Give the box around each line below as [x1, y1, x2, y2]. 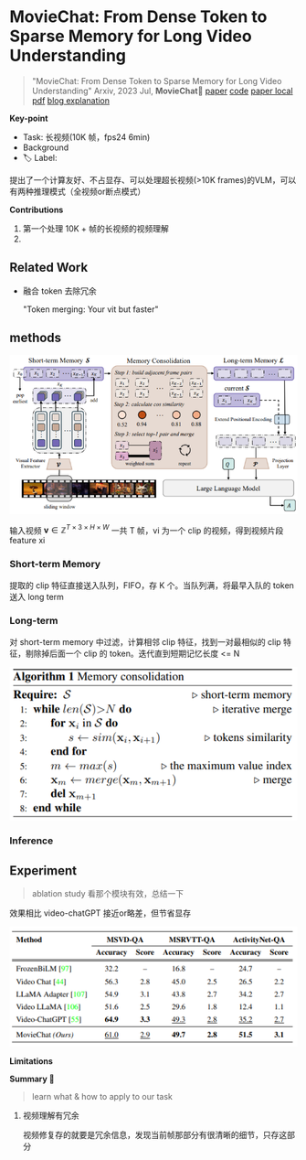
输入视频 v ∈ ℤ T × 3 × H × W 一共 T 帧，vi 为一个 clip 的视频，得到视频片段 [9, 523, 284, 536]
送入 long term [9, 591, 64, 602]
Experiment [9, 863, 78, 878]
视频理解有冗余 [22, 1110, 79, 1121]
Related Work [9, 260, 89, 275]
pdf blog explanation [31, 94, 111, 106]
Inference [9, 834, 54, 847]
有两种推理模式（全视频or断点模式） [9, 186, 146, 197]
